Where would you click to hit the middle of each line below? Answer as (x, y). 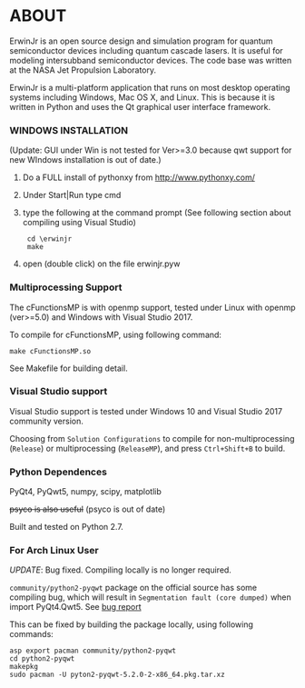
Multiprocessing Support (66, 287)
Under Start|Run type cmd (72, 195)
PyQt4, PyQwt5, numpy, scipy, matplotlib (85, 492)
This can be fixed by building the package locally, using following (132, 624)
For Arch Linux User (54, 551)
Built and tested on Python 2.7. (67, 527)
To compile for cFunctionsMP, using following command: (116, 334)
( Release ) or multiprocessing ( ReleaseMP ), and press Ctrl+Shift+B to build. (148, 448)
